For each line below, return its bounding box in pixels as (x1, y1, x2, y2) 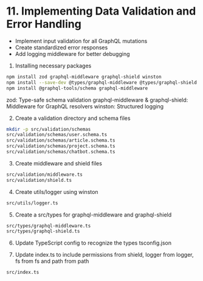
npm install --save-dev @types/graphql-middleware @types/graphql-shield (6, 79, 198, 86)
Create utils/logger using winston (15, 188, 98, 195)
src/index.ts (6, 269, 40, 276)
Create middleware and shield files (15, 159, 102, 167)
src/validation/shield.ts (6, 177, 72, 183)
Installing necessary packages (15, 62, 92, 69)
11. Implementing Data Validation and (6, 4, 196, 18)
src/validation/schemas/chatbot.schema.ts (6, 149, 115, 155)
